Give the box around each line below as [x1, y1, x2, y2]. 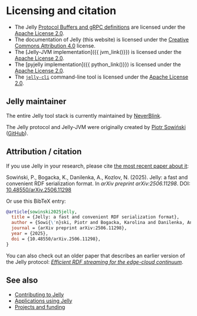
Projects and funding [14, 303, 66, 310]
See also [6, 276, 38, 286]
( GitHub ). [6, 130, 28, 137]
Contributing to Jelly [14, 291, 64, 298]
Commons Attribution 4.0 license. [14, 42, 96, 49]
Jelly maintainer [6, 97, 66, 107]
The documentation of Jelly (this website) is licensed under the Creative [14, 36, 189, 43]
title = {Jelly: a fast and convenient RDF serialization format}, [11, 214, 180, 220]
